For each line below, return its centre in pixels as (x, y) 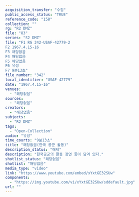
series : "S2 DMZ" (23, 38)
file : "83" (16, 33)
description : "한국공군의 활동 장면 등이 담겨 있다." (54, 154)
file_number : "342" (25, 75)
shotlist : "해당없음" (25, 163)
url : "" (13, 187)
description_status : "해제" (33, 150)
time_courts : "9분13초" (29, 140)
